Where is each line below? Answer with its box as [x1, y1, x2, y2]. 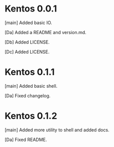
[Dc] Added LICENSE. [5, 49, 50, 55]
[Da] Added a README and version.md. [5, 29, 86, 35]
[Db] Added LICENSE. [5, 39, 50, 45]
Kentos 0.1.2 [5, 110, 57, 122]
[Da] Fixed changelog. [5, 92, 51, 98]
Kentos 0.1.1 [5, 66, 55, 78]
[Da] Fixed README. [5, 136, 47, 142]
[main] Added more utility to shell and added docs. [5, 126, 109, 133]
